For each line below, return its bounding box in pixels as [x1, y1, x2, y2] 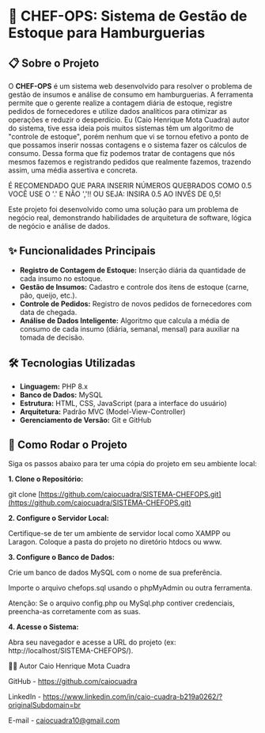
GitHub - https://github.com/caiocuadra [8, 677, 138, 686]
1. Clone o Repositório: [8, 474, 84, 484]
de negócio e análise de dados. [8, 222, 111, 230]
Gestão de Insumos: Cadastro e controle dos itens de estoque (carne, [19, 282, 249, 291]
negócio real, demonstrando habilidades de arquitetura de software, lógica [8, 213, 252, 222]
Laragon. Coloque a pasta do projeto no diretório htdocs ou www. [8, 537, 222, 547]
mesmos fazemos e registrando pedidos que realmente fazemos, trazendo [8, 158, 252, 166]
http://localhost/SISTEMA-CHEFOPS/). [8, 646, 134, 655]
